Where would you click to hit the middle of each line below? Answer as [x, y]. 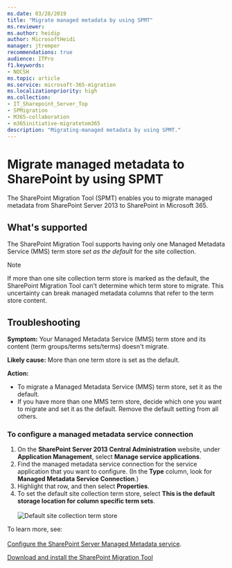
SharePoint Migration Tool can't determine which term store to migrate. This [115, 286]
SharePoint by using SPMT [86, 179]
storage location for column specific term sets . [86, 501]
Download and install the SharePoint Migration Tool [80, 558]
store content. [27, 301]
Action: [18, 373]
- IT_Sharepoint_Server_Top [48, 104]
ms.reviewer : [26, 26]
